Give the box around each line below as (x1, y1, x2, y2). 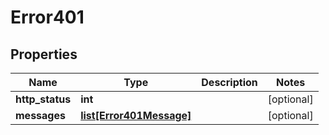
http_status (15, 92, 72, 106)
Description (201, 76, 258, 89)
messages (15, 109, 66, 122)
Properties (10, 46, 78, 63)
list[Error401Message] (80, 109, 192, 122)
